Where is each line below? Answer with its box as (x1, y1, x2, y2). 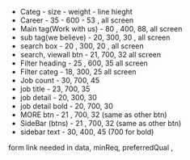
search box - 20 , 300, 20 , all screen (19, 41, 144, 51)
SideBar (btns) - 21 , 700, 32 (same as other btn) (19, 119, 182, 128)
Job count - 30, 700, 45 (19, 76, 99, 85)
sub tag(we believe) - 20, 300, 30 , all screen (19, 32, 171, 42)
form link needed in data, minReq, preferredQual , (8, 143, 174, 152)
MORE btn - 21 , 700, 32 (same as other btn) (19, 110, 167, 120)
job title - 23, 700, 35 (19, 84, 91, 94)
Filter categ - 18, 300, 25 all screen (19, 67, 137, 76)
